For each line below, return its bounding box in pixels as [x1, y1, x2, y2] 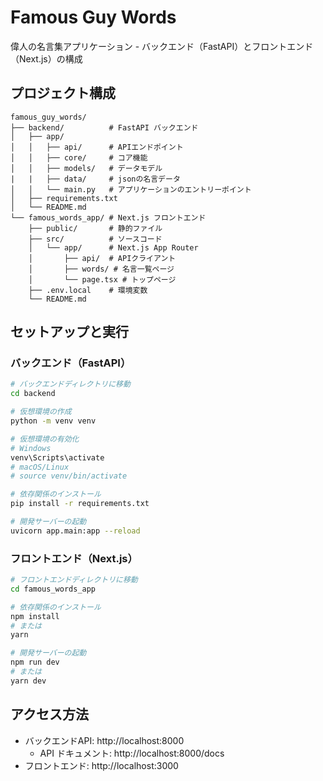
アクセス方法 [10, 706, 89, 723]
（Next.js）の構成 [10, 52, 83, 65]
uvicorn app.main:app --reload [10, 526, 141, 536]
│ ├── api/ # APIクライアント [28, 253, 177, 263]
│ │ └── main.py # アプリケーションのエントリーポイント [10, 184, 252, 195]
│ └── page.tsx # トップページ [28, 274, 177, 285]
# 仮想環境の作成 [10, 407, 72, 417]
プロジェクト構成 [10, 85, 116, 102]
